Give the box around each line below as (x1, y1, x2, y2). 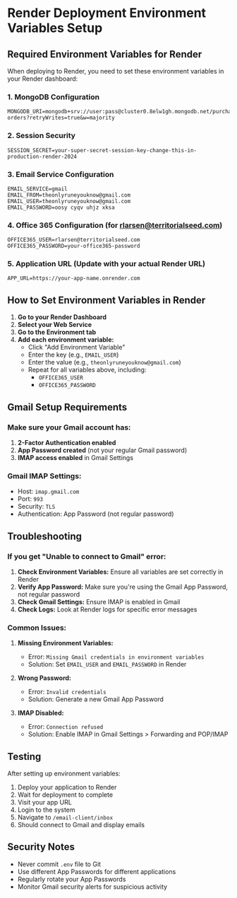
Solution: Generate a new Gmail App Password (28, 695, 164, 703)
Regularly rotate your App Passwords (17, 875, 126, 883)
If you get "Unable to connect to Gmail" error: (7, 551, 166, 561)
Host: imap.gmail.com (17, 487, 80, 496)
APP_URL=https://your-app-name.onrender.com (7, 275, 140, 282)
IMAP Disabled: (17, 709, 64, 718)
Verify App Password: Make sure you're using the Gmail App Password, (17, 582, 228, 591)
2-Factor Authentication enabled (17, 438, 116, 447)
